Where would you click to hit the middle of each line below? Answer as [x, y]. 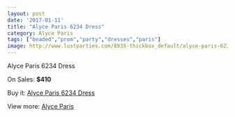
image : [17, 46]
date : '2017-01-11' [36, 20]
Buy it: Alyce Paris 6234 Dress [51, 93]
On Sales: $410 [29, 79]
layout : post [26, 14]
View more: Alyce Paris [41, 106]
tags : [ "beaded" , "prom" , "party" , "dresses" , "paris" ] [84, 40]
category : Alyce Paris [40, 33]
